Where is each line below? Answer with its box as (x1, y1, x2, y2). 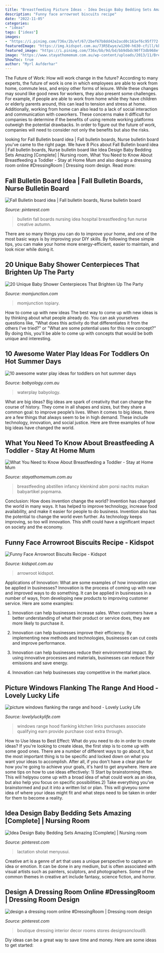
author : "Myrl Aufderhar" (5, 62, 58, 66)
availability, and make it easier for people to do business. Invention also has (5, 509, 157, 515)
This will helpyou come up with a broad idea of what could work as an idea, (5, 774, 157, 780)
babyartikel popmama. (17, 489, 62, 495)
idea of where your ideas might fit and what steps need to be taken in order (5, 790, 157, 796)
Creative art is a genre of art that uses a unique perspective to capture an (5, 858, 153, 864)
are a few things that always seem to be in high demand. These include (5, 414, 148, 420)
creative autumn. (17, 221, 51, 227)
